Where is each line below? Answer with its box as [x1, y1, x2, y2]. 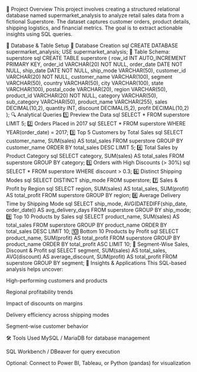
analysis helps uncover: [6, 265, 64, 273]
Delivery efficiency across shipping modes [6, 311, 109, 318]
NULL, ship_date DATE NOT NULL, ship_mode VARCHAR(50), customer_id [6, 67, 186, 74]
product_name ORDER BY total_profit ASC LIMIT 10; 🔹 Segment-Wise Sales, [6, 241, 189, 247]
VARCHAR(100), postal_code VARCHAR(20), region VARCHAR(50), [6, 86, 168, 92]
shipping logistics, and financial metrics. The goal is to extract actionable [6, 24, 183, 31]
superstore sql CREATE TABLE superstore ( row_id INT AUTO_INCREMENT [6, 55, 186, 61]
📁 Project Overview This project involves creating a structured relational [6, 6, 181, 12]
